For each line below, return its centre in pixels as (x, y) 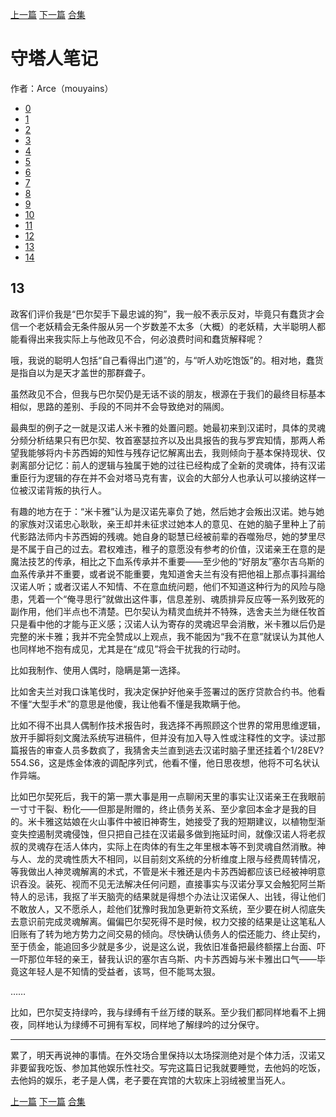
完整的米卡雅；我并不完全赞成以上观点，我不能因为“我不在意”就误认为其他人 (167, 636)
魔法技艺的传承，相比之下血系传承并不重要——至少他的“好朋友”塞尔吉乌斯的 (167, 561)
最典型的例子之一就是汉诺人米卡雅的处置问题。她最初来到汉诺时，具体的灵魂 (168, 427)
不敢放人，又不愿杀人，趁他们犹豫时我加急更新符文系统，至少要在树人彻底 (163, 909)
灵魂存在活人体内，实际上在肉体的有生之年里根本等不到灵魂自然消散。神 (176, 846)
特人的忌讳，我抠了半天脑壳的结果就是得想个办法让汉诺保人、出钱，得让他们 (168, 896)
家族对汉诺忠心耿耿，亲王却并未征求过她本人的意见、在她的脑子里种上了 (167, 524)
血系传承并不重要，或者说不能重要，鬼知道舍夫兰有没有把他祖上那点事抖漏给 (168, 574)
